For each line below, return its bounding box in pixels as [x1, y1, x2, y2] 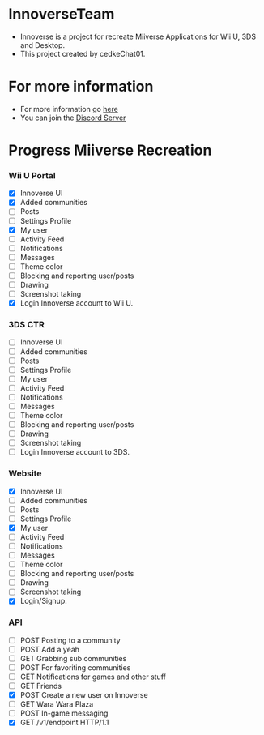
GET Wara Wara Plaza [19, 699, 94, 709]
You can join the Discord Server [19, 113, 126, 122]
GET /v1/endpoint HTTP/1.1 [19, 718, 109, 728]
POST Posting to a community [19, 635, 121, 645]
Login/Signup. [19, 596, 67, 606]
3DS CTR [8, 319, 45, 331]
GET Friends [19, 682, 62, 690]
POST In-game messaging [19, 708, 109, 718]
